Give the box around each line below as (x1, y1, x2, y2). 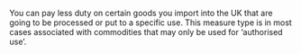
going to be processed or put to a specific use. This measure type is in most (9, 17, 293, 28)
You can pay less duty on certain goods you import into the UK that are (9, 8, 273, 18)
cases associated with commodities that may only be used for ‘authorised (9, 27, 283, 37)
